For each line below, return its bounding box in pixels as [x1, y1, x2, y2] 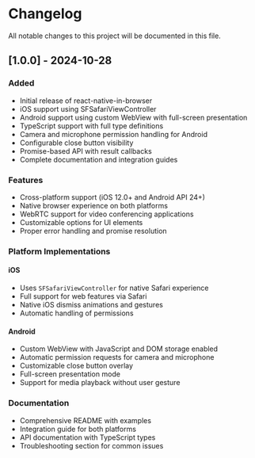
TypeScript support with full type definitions [19, 120, 164, 131]
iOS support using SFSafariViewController [19, 104, 157, 113]
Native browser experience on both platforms [19, 200, 169, 210]
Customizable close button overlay [19, 361, 133, 371]
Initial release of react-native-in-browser [19, 96, 153, 105]
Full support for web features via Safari [19, 292, 147, 301]
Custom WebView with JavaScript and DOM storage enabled [19, 344, 219, 353]
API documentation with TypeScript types [19, 433, 156, 442]
